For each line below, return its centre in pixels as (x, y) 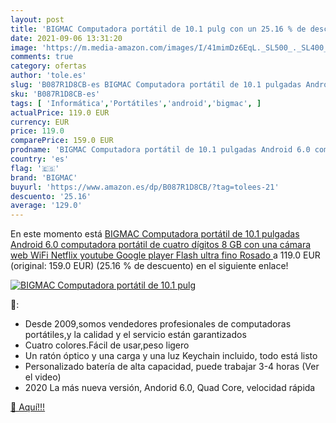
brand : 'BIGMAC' (44, 177)
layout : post (37, 19)
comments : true (42, 57)
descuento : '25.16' (51, 196)
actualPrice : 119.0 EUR (60, 112)
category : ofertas (48, 66)
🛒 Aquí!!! (28, 407)
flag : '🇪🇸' (35, 168)
